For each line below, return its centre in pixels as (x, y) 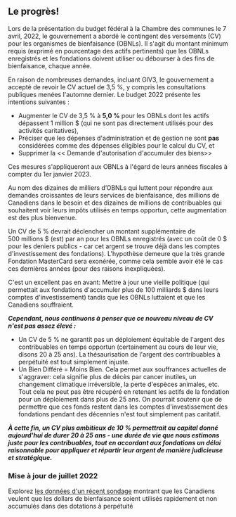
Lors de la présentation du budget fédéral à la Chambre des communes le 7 (117, 28)
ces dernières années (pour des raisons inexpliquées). (87, 268)
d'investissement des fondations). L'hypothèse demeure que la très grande (117, 253)
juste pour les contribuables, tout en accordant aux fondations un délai (114, 442)
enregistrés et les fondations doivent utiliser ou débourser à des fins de (111, 58)
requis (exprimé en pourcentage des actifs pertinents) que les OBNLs (109, 51)
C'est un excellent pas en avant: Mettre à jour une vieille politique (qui (109, 282)
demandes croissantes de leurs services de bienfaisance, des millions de (114, 195)
